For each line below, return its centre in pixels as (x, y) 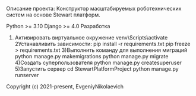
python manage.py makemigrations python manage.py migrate (91, 56)
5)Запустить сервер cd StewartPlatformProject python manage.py (97, 69)
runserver (27, 75)
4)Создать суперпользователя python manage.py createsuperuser (98, 62)
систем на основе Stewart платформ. (53, 15)
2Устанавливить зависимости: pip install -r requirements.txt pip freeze (102, 44)
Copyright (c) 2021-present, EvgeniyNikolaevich (65, 87)
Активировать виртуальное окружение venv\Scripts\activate (91, 37)
